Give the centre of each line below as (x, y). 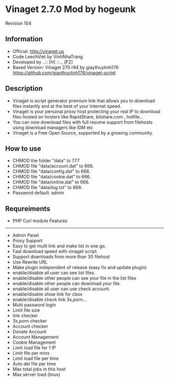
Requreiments (28, 208)
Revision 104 (18, 23)
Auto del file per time (34, 364)
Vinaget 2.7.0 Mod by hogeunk (70, 9)
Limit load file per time (35, 358)
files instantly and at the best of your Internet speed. (67, 106)
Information (24, 39)
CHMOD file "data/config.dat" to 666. (51, 171)
